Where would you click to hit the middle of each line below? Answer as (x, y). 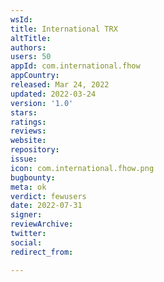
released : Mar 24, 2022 (60, 85)
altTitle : (31, 38)
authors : (28, 47)
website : (28, 141)
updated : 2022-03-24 (53, 94)
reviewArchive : (42, 224)
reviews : (28, 131)
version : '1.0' (42, 103)
